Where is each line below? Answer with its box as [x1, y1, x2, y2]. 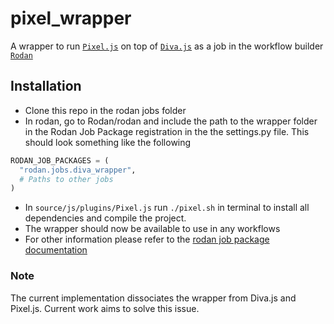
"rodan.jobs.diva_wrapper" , [19, 165, 137, 175]
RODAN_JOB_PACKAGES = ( [10, 155, 110, 166]
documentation [24, 244, 88, 256]
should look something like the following [24, 136, 192, 148]
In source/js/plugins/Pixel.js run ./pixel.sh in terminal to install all [24, 202, 310, 214]
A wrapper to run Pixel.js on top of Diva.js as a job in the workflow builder [10, 40, 324, 52]
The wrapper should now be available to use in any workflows [24, 223, 281, 235]
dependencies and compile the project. [24, 212, 187, 224]
